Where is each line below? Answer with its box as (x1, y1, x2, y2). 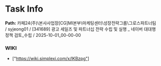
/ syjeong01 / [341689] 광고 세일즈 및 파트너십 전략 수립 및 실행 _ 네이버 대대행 (5, 26, 156, 32)
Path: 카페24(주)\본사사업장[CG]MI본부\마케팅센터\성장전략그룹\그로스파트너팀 (5, 20, 157, 26)
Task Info (5, 3, 43, 15)
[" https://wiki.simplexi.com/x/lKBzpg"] (12, 56, 89, 62)
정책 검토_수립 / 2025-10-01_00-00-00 (5, 32, 81, 38)
